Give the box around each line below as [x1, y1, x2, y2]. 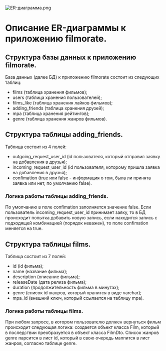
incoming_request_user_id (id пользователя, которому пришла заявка [12, 164, 160, 170]
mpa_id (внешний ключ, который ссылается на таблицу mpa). [12, 295, 144, 301]
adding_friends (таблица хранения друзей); [12, 105, 104, 111]
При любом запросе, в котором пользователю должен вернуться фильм [5, 319, 161, 325]
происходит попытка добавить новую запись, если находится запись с [5, 215, 157, 221]
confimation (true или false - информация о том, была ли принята [12, 175, 151, 181]
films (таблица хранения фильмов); [12, 89, 87, 95]
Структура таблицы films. [5, 240, 91, 249]
